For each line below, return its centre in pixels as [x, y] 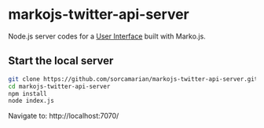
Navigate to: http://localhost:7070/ [64, 116]
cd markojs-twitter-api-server [59, 86]
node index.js [31, 101]
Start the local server [61, 61]
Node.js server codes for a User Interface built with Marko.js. [107, 36]
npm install [27, 93]
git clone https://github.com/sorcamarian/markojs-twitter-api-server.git [133, 79]
